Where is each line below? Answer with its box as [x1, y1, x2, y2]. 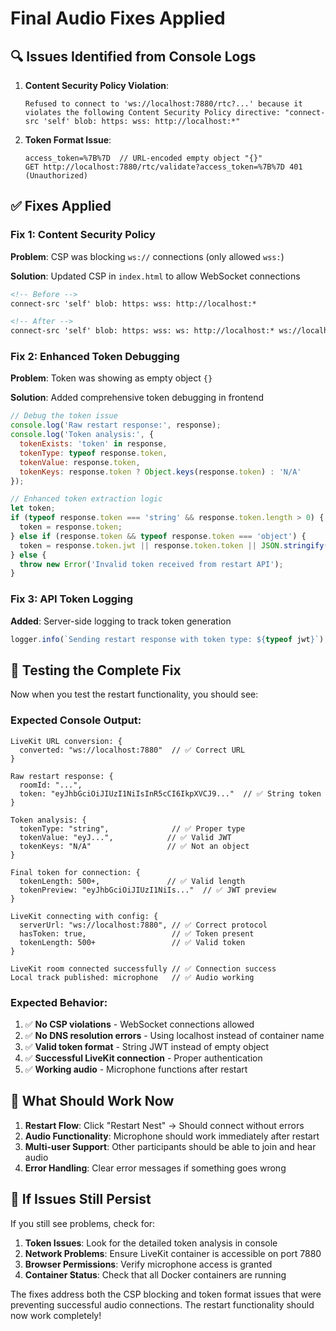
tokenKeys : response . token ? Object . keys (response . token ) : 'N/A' [19, 467, 302, 477]
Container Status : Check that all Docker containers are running [24, 1268, 287, 1281]
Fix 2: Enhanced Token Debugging [10, 350, 180, 364]
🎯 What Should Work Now [10, 1093, 175, 1110]
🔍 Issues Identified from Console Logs [10, 48, 257, 65]
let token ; [10, 503, 56, 514]
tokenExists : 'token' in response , [19, 439, 168, 449]
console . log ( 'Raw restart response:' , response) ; [10, 420, 222, 431]
